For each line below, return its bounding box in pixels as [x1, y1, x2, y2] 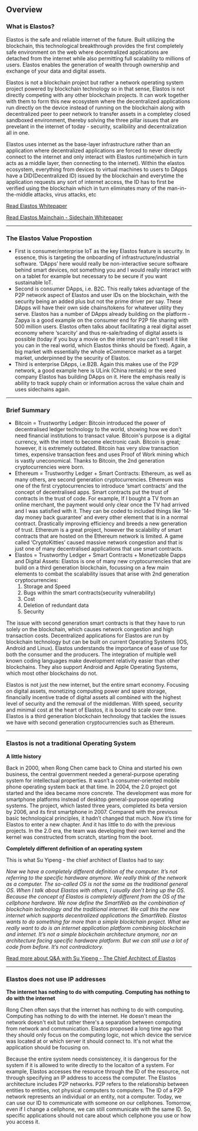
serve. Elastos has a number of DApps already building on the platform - [14, 310, 190, 317]
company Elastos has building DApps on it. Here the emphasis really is [14, 373, 186, 380]
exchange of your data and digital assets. [6, 67, 107, 75]
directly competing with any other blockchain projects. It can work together [6, 91, 189, 98]
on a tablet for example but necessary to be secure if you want [14, 272, 167, 280]
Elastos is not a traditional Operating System [6, 739, 136, 748]
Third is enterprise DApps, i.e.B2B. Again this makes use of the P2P [14, 360, 179, 367]
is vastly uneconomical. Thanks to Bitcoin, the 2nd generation [14, 457, 165, 464]
